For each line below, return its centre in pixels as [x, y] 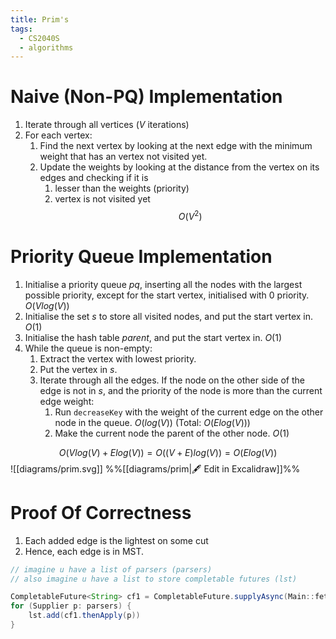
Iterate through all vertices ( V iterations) [107, 125]
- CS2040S [39, 38]
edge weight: [67, 401]
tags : [21, 29]
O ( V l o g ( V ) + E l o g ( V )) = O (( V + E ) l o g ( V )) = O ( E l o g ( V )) [168, 452]
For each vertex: [58, 135]
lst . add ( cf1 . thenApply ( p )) [84, 616]
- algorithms [46, 47]
